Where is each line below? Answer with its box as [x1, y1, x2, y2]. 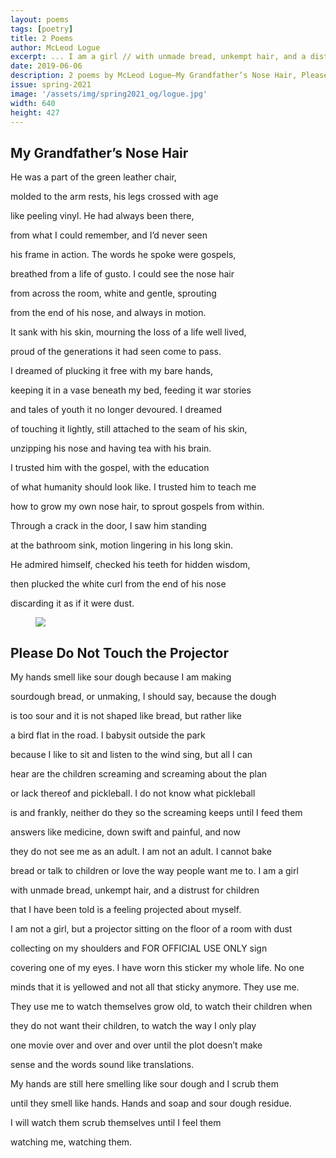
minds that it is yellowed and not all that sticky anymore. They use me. [10, 981, 300, 993]
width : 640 [10, 98, 56, 108]
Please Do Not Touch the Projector [10, 644, 230, 661]
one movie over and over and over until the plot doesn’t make [10, 1039, 263, 1051]
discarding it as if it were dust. [10, 597, 135, 610]
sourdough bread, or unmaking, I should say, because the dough [10, 691, 277, 702]
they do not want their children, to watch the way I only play [10, 1020, 257, 1031]
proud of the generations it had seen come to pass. [10, 346, 222, 358]
